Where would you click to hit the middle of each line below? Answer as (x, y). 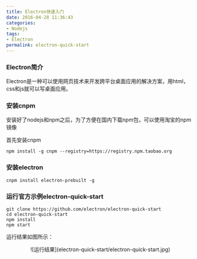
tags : (13, 34)
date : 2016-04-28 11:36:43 (40, 17)
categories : (21, 23)
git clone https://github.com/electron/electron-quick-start (84, 209)
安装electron (25, 167)
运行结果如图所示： (30, 237)
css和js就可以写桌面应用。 (39, 89)
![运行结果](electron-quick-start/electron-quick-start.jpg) (100, 249)
